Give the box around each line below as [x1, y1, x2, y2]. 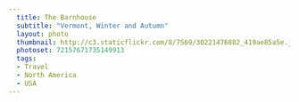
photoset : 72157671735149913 [16, 46, 125, 55]
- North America [16, 71, 77, 80]
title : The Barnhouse [16, 12, 97, 22]
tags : [16, 54, 37, 63]
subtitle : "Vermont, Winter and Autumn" [16, 21, 169, 30]
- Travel [16, 63, 49, 72]
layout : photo [16, 29, 69, 38]
